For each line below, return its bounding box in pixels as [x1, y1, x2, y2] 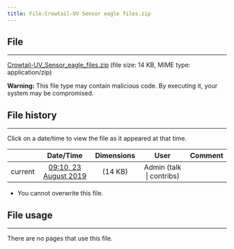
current [10, 167, 35, 177]
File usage [7, 209, 53, 221]
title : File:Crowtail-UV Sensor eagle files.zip [7, 10, 151, 17]
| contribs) [145, 171, 180, 181]
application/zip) [7, 68, 52, 77]
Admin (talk [143, 163, 182, 172]
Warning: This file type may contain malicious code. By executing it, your [7, 81, 218, 90]
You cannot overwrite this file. [17, 189, 104, 198]
